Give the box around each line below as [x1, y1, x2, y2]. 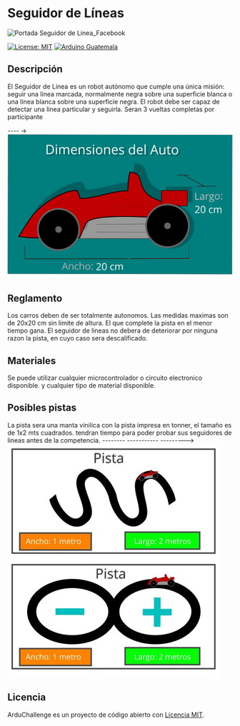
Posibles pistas [7, 402, 77, 414]
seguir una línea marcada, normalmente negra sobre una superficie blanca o [7, 89, 233, 98]
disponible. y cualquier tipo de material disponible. [7, 381, 156, 390]
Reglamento [7, 292, 63, 304]
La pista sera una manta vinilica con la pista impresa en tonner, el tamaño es [7, 420, 232, 429]
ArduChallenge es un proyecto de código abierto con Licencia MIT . [7, 710, 205, 719]
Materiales [7, 355, 56, 367]
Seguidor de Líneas [7, 5, 125, 21]
